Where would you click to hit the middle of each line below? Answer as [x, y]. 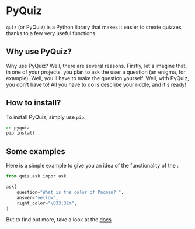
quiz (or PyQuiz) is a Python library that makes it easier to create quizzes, [94, 27]
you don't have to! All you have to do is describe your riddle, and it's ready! [96, 84]
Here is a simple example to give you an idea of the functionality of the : [93, 166]
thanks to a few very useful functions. [52, 33]
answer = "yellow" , [38, 197]
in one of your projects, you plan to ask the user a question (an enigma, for [96, 72]
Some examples [36, 151]
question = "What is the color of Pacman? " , [70, 192]
